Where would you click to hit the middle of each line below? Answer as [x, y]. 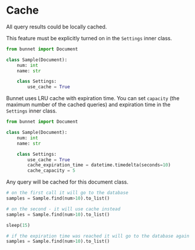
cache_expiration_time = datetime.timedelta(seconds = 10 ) [99, 165]
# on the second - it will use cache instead [63, 209]
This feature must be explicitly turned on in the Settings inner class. [89, 38]
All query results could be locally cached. [57, 27]
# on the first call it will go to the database [67, 193]
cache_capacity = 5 [52, 171]
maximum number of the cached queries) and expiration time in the [88, 105]
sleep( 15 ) [18, 225]
